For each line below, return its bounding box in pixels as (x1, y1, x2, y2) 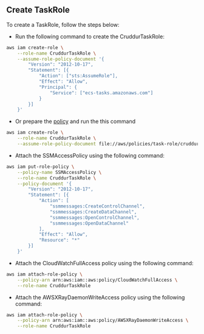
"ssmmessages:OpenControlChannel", (49, 214, 140, 221)
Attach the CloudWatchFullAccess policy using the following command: (15, 259, 194, 266)
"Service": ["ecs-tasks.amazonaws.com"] (49, 89, 154, 96)
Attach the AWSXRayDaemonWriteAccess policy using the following (15, 293, 185, 301)
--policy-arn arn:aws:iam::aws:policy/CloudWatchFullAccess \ (17, 277, 178, 283)
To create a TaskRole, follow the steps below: (6, 21, 120, 28)
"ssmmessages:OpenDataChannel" (49, 220, 129, 226)
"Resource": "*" (38, 237, 80, 243)
